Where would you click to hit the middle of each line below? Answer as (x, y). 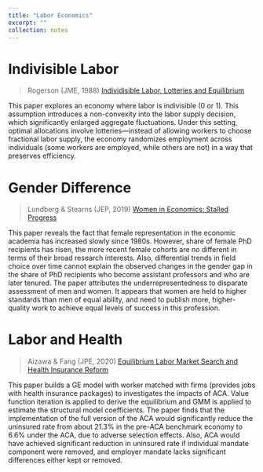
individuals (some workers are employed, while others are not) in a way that (131, 148)
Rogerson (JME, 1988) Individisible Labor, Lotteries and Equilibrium (136, 90)
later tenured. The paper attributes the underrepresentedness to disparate (128, 283)
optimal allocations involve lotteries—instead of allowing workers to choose (130, 131)
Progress (42, 218)
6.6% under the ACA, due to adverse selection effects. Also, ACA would (124, 435)
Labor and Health (66, 340)
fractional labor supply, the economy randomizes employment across (120, 139)
